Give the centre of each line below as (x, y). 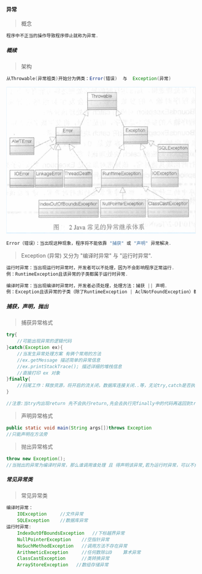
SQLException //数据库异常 (53, 520)
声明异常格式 (37, 416)
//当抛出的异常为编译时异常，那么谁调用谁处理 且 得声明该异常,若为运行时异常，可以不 (100, 465)
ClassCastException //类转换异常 (63, 559)
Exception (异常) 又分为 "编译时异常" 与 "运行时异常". (86, 255)
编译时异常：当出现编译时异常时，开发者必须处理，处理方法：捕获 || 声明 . (87, 286)
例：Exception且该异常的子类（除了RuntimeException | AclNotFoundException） (100, 292)
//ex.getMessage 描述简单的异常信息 (59, 360)
